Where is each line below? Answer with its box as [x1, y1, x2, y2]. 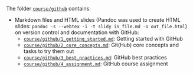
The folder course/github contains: [6, 5, 91, 12]
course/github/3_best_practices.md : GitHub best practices [23, 54, 167, 61]
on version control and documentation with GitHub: [14, 29, 139, 36]
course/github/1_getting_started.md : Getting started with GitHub [23, 35, 183, 42]
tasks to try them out [23, 48, 74, 55]
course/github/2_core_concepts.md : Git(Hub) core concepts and [23, 41, 179, 48]
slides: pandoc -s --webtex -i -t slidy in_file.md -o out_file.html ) [14, 23, 188, 29]
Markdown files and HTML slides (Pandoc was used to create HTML [14, 16, 181, 23]
